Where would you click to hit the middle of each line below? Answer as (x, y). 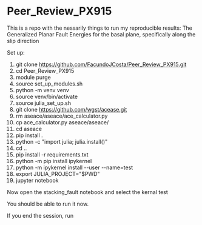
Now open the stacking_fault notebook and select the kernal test (88, 192)
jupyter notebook (37, 180)
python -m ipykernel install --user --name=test (74, 167)
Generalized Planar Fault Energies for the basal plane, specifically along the (101, 34)
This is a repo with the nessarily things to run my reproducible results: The (100, 28)
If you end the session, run (40, 215)
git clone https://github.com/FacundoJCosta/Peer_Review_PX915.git (101, 64)
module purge (33, 77)
